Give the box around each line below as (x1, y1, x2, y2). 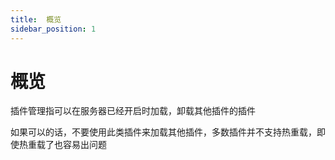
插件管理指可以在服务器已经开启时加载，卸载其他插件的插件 (10, 105, 256, 117)
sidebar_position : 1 (10, 24, 97, 34)
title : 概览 (10, 14, 62, 25)
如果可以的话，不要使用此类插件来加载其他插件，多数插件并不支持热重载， (10, 126, 317, 138)
